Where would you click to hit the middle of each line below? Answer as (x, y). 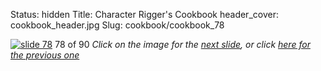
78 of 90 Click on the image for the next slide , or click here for (182, 44)
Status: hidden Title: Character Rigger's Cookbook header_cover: (144, 14)
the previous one (45, 55)
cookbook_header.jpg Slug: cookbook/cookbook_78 (117, 25)
